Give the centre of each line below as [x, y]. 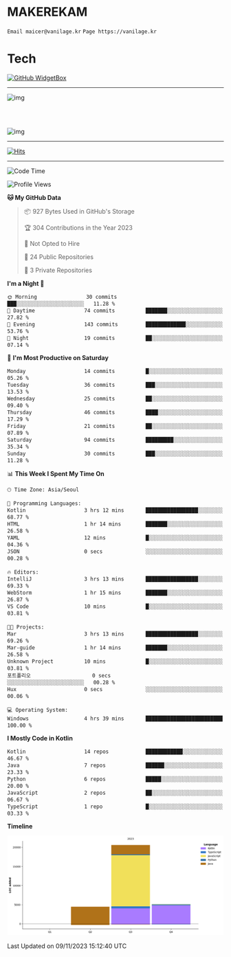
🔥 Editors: [23, 572]
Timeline [20, 826]
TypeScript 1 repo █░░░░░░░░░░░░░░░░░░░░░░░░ [115, 807]
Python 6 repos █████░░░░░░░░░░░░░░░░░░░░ [115, 779]
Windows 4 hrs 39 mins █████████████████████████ [115, 719]
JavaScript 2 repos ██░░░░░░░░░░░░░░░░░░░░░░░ [115, 793]
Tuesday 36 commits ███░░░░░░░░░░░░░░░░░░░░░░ [115, 385]
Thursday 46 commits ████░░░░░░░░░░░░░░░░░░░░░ [115, 412]
